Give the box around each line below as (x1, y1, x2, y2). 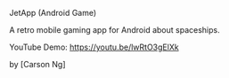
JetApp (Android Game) (9, 8, 97, 18)
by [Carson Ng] (9, 59, 66, 69)
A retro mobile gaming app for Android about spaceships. (9, 25, 220, 35)
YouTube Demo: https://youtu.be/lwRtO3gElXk (9, 42, 180, 52)
